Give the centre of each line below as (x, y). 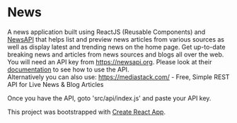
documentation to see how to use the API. (68, 69)
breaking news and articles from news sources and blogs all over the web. (116, 54)
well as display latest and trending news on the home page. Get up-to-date (116, 47)
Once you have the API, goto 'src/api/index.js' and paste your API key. (109, 98)
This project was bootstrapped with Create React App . (87, 112)
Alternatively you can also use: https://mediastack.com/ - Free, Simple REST (118, 77)
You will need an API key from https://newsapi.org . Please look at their (110, 61)
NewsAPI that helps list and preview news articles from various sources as (116, 39)
